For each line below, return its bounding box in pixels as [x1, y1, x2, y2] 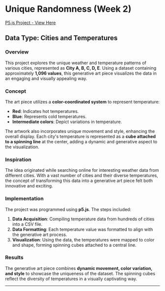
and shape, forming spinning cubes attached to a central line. [12, 242, 137, 248]
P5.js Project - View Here [5, 20, 56, 26]
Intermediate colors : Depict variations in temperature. [12, 119, 122, 125]
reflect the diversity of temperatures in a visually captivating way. [5, 276, 137, 282]
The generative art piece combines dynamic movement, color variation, [5, 265, 153, 271]
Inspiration [5, 156, 32, 163]
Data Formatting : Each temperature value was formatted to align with [12, 226, 153, 232]
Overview [5, 49, 29, 55]
